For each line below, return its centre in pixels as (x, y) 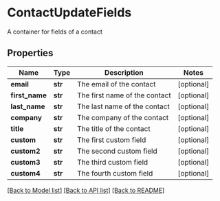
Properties (30, 53)
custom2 (25, 151)
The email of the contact (116, 84)
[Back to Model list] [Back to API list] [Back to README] (86, 190)
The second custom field (117, 151)
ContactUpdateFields (69, 13)
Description (124, 72)
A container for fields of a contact (55, 32)
